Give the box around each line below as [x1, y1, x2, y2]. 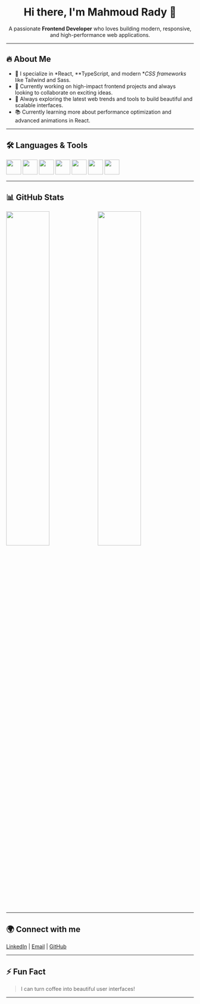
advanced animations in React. [14, 117, 90, 124]
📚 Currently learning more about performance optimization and [14, 108, 171, 115]
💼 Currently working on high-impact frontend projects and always [14, 83, 176, 90]
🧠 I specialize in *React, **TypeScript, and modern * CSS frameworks [14, 70, 186, 77]
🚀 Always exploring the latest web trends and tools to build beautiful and [14, 95, 193, 102]
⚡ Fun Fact [6, 967, 46, 977]
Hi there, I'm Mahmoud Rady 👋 [23, 5, 177, 19]
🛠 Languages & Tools [6, 140, 88, 150]
